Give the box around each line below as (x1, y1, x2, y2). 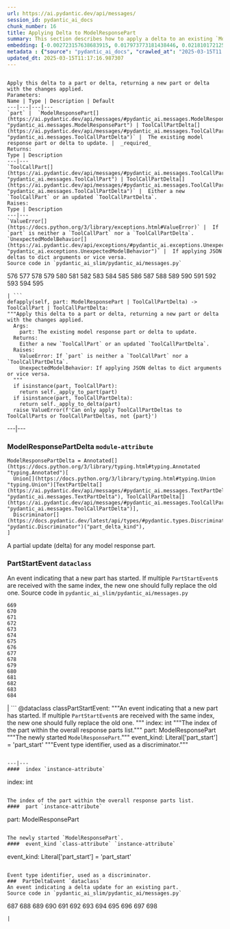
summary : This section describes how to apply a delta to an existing (7, 36, 213, 43)
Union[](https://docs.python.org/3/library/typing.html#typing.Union (13, 475, 216, 483)
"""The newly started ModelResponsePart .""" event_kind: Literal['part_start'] (7, 733, 218, 742)
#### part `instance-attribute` (7, 803, 103, 810)
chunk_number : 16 (7, 23, 57, 30)
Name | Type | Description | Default (7, 98, 115, 104)
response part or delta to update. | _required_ (7, 139, 152, 146)
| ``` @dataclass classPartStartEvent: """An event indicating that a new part (7, 704, 218, 713)
